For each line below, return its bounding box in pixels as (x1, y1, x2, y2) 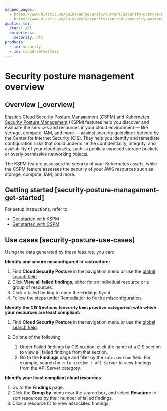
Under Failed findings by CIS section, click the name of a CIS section (19, 344, 161, 350)
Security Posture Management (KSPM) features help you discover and (5, 119, 149, 125)
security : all (14, 35, 43, 40)
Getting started (5, 185, 54, 194)
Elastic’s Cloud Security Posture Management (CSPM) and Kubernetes (5, 114, 149, 120)
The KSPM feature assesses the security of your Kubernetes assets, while (5, 160, 157, 167)
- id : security (9, 44, 41, 49)
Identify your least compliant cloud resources (5, 375, 101, 381)
